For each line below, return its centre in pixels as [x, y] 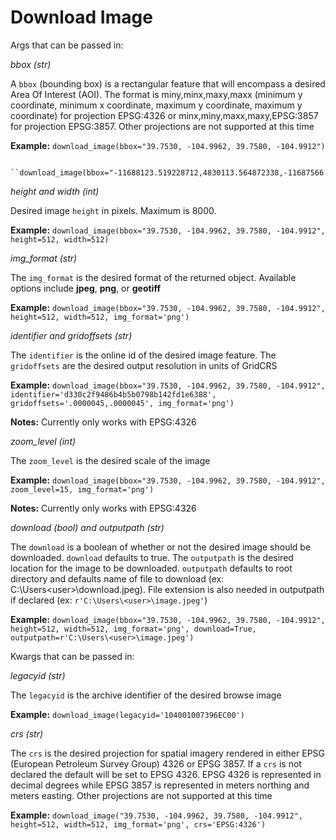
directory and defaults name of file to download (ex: [117, 578]
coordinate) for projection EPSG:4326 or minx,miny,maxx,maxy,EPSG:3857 [164, 115]
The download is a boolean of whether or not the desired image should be [161, 547]
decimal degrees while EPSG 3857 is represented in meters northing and [160, 785]
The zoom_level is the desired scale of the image [110, 460]
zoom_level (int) [43, 441]
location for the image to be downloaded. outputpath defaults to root [151, 568]
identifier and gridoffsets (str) [71, 335]
